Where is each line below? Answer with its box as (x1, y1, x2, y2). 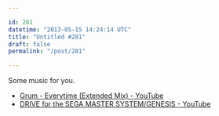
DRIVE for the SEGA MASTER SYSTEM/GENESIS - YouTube (19, 100, 211, 109)
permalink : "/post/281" (8, 48, 86, 56)
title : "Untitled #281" (8, 33, 86, 41)
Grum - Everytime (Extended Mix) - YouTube (19, 91, 164, 100)
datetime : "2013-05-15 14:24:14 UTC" (8, 25, 132, 34)
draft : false (8, 40, 51, 48)
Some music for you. (8, 76, 75, 85)
